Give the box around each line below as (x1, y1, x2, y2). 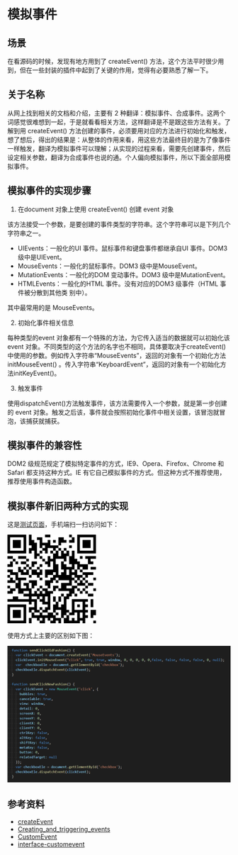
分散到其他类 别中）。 (30, 288, 91, 296)
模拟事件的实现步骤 (7, 185, 91, 197)
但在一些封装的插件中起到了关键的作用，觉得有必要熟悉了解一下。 (19, 66, 212, 74)
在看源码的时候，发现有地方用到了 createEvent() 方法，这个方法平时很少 (7, 57, 218, 65)
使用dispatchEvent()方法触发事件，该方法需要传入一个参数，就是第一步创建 (7, 398, 227, 408)
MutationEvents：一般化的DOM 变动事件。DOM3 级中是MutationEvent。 (17, 270, 229, 279)
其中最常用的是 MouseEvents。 (7, 303, 99, 312)
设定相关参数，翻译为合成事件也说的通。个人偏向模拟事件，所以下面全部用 (7, 153, 225, 162)
